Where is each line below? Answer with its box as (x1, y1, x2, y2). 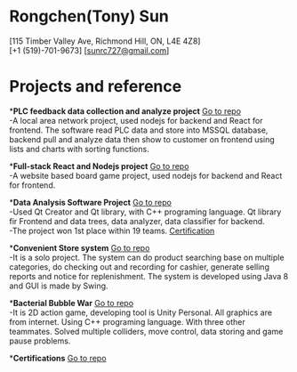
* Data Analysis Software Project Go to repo (9, 197, 172, 207)
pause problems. (9, 336, 71, 346)
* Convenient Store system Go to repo (9, 242, 150, 253)
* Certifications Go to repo (9, 352, 107, 363)
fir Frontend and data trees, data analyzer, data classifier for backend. (9, 215, 265, 226)
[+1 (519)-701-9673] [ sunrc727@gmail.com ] (9, 44, 170, 55)
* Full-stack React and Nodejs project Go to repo (9, 160, 189, 171)
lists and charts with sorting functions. (9, 143, 149, 154)
